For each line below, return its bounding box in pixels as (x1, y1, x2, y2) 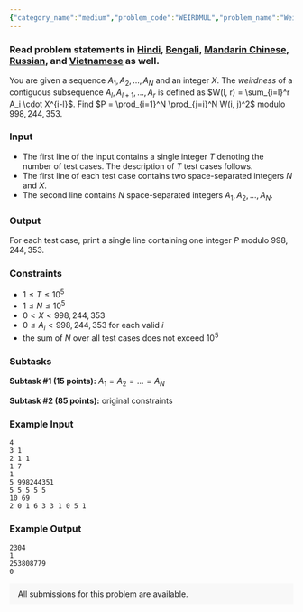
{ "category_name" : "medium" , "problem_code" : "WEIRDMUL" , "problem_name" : (9, 13, 280, 23)
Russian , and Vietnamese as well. (9, 54, 160, 67)
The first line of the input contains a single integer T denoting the (22, 151, 264, 162)
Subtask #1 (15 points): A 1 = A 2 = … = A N (9, 376, 165, 389)
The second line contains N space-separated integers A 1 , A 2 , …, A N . (22, 189, 273, 202)
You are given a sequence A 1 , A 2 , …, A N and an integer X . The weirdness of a (9, 74, 293, 88)
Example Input (9, 418, 74, 430)
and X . (22, 180, 48, 191)
